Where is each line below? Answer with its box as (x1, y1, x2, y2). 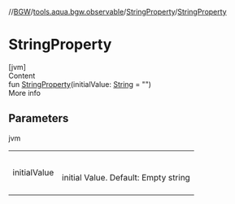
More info (8, 88, 41, 98)
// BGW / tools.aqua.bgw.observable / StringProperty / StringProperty (8, 7, 227, 16)
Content (8, 71, 36, 80)
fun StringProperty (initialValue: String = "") (8, 79, 152, 89)
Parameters (8, 111, 69, 125)
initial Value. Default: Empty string (62, 171, 191, 183)
